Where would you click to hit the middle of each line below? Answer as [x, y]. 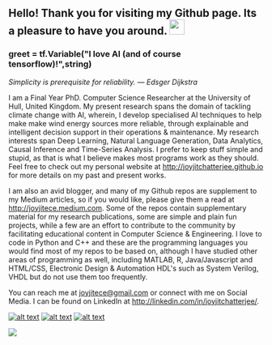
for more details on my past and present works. [87, 175]
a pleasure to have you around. [88, 31]
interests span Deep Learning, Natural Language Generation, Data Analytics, [136, 140]
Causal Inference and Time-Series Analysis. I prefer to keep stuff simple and [136, 149]
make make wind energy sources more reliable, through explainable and [129, 123]
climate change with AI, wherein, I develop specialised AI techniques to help [135, 115]
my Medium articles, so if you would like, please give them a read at [121, 199]
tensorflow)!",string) [50, 64]
